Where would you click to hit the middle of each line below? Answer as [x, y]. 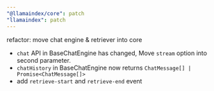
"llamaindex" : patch [36, 20]
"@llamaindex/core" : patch [46, 13]
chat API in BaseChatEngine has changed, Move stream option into [112, 53]
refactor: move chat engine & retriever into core [75, 39]
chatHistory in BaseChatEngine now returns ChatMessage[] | [104, 68]
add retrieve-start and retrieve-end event [79, 81]
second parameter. [43, 60]
